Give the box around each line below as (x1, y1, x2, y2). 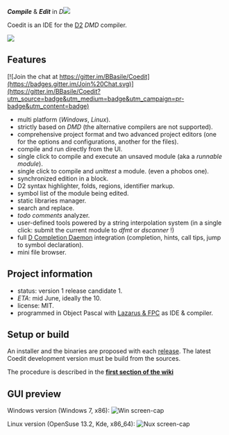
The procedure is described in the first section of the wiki (7, 368, 174, 376)
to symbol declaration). (17, 240, 84, 249)
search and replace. (17, 203, 75, 212)
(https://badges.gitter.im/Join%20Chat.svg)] (7, 80, 134, 88)
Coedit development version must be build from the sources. (7, 355, 181, 363)
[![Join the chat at (7, 72, 58, 80)
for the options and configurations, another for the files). (17, 137, 179, 146)
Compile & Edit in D (7, 8, 64, 15)
